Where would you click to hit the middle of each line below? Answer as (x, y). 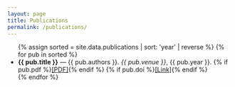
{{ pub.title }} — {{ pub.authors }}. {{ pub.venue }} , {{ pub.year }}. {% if (122, 62)
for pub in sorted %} (48, 54)
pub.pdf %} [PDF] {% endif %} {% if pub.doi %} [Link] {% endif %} (113, 70)
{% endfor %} (38, 77)
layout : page (27, 14)
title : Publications (38, 21)
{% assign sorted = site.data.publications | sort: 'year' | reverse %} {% (121, 47)
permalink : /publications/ (47, 27)
